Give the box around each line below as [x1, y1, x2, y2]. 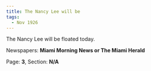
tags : [6, 14, 19, 20]
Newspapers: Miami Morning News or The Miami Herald [6, 47, 146, 54]
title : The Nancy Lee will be [6, 8, 81, 15]
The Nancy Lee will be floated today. [6, 36, 96, 43]
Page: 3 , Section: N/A [6, 58, 59, 65]
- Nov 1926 [11, 19, 38, 25]
